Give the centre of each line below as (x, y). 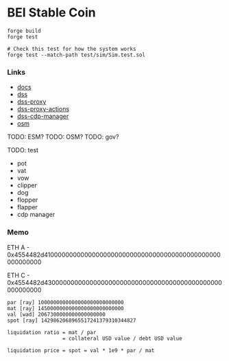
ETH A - (18, 247)
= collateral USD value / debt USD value (122, 338)
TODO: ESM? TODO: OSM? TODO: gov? (63, 137)
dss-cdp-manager (43, 116)
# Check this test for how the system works (72, 49)
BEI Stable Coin (51, 13)
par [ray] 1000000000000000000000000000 (66, 302)
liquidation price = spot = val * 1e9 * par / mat (81, 350)
